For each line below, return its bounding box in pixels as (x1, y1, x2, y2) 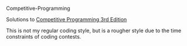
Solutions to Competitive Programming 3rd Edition (6, 16, 127, 22)
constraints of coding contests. (6, 33, 81, 40)
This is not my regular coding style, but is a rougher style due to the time (6, 27, 182, 34)
